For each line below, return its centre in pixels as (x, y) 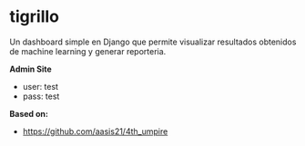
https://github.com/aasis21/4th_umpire (95, 131)
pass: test (41, 96)
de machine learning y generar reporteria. (88, 51)
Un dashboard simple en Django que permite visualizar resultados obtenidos (153, 42)
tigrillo (34, 17)
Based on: (29, 113)
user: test (41, 86)
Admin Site (30, 69)
